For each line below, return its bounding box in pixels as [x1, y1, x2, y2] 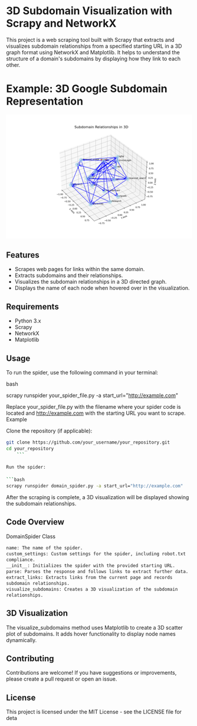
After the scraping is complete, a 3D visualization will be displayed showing [6, 493, 189, 500]
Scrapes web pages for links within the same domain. [14, 266, 145, 273]
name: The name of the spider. [6, 545, 83, 551]
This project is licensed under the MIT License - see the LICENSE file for [6, 708, 182, 715]
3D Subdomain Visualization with [6, 4, 173, 18]
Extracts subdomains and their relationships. [14, 272, 123, 279]
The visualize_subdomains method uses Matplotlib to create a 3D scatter [6, 624, 183, 631]
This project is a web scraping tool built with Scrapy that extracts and [6, 36, 175, 43]
